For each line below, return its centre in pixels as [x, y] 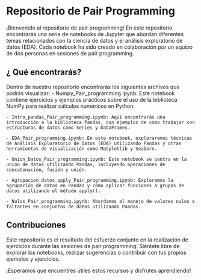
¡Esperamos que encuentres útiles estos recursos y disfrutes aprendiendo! [99, 270]
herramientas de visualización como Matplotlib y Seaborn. [82, 149]
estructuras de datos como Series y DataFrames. [68, 128]
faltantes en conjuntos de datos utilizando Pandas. [74, 207]
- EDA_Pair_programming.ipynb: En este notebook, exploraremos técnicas [99, 138]
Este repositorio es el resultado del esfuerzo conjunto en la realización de [97, 240]
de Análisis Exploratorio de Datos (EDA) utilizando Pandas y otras [94, 143]
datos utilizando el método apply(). [54, 191]
